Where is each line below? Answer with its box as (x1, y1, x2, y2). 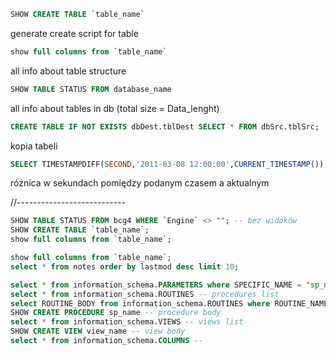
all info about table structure (10, 65, 127, 77)
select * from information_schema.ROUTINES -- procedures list (10, 289, 280, 299)
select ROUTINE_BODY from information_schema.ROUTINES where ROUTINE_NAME (10, 298, 329, 309)
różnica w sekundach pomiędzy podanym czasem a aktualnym (10, 177, 270, 189)
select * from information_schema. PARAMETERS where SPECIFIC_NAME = (10, 280, 302, 290)
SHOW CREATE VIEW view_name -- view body (10, 326, 186, 337)
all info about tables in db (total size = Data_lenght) (10, 102, 220, 114)
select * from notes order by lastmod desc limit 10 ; (10, 261, 240, 272)
